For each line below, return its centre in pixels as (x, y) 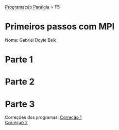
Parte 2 (20, 82)
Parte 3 (20, 104)
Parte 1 (19, 60)
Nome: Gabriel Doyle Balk (31, 40)
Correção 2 (17, 123)
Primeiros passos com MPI (60, 27)
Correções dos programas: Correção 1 (43, 117)
